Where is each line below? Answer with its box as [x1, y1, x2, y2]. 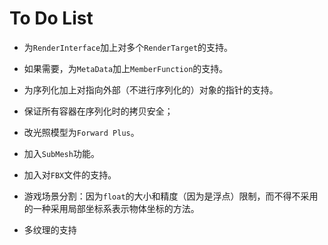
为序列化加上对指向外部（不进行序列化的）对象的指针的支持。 [23, 83, 279, 96]
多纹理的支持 [23, 223, 77, 236]
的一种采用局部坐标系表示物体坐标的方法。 [23, 202, 200, 214]
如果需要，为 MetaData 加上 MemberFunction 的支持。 [23, 62, 229, 74]
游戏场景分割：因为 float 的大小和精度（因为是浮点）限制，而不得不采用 [23, 190, 319, 202]
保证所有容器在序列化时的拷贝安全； [23, 105, 174, 117]
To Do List [9, 7, 94, 30]
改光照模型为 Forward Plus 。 [23, 126, 140, 138]
